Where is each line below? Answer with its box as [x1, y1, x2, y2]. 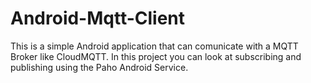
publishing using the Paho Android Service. [10, 61, 189, 73]
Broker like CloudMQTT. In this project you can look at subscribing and [10, 50, 302, 62]
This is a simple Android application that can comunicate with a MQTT [10, 40, 299, 52]
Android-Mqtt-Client [10, 7, 186, 30]
